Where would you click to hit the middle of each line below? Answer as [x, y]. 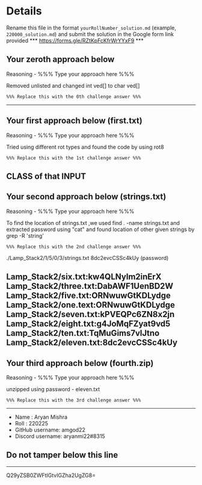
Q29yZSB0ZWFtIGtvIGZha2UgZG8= [51, 475]
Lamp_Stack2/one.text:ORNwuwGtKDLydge [91, 305]
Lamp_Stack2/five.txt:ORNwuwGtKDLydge [89, 296]
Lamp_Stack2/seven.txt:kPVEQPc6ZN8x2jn [90, 314]
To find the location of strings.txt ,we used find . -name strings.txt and [93, 223]
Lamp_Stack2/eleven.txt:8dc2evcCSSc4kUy [92, 343]
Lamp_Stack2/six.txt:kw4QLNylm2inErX [84, 277]
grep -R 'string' [25, 235]
